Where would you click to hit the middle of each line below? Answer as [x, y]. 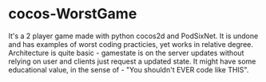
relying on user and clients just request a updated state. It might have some [132, 61]
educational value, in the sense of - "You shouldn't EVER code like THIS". [129, 69]
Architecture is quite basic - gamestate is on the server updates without [126, 53]
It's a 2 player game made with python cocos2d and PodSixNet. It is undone [133, 36]
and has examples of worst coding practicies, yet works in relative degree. [131, 44]
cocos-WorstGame [73, 14]
